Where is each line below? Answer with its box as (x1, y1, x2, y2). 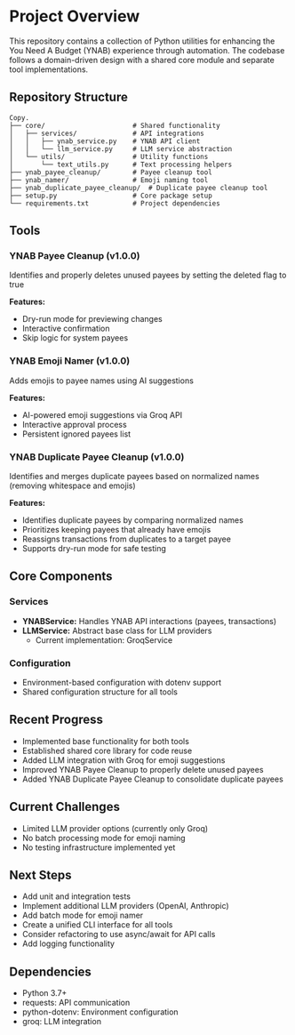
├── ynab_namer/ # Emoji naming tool (9, 175, 209, 184)
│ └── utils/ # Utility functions (9, 152, 209, 161)
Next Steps (9, 868, 72, 883)
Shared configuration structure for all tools (21, 686, 178, 697)
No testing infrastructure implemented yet (21, 842, 176, 853)
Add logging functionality (21, 938, 116, 949)
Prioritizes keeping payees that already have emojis (21, 525, 211, 535)
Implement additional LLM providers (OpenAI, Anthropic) (21, 901, 229, 911)
